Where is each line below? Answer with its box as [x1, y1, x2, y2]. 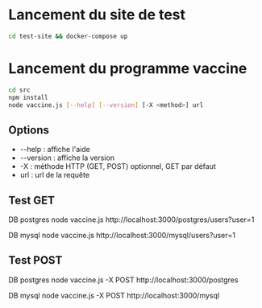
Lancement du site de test [8, 6, 186, 24]
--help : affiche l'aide [19, 145, 91, 154]
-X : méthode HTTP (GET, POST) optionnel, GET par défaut [19, 162, 216, 171]
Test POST [8, 253, 63, 267]
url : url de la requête [19, 170, 90, 180]
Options [8, 123, 50, 137]
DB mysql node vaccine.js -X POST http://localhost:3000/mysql [8, 290, 220, 300]
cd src [8, 86, 31, 94]
